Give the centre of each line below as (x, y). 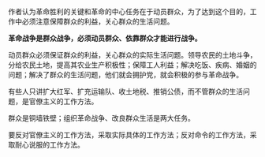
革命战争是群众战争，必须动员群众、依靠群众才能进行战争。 (105, 38)
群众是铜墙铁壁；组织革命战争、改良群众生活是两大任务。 (101, 118)
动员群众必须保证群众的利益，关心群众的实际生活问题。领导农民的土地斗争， (132, 55)
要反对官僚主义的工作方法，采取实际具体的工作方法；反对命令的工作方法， (129, 135)
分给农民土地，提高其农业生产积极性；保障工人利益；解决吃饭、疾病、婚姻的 (132, 65)
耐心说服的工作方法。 (49, 145)
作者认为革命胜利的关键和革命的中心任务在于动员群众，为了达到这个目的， (129, 11)
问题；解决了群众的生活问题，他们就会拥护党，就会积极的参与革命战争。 (125, 75)
